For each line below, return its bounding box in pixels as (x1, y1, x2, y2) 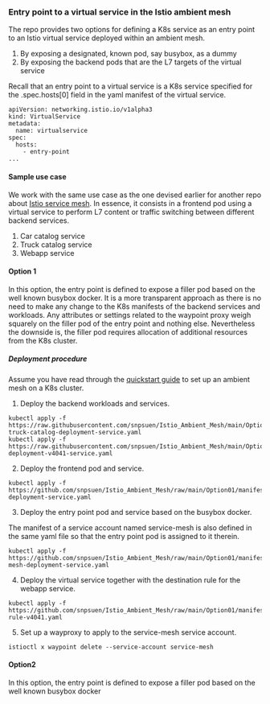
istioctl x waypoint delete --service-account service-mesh (8, 643, 215, 651)
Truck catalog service (19, 240, 92, 249)
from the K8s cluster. (8, 336, 78, 345)
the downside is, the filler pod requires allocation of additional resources (8, 327, 247, 336)
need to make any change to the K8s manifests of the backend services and (8, 301, 261, 311)
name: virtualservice (15, 127, 88, 135)
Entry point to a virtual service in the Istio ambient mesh (8, 6, 231, 18)
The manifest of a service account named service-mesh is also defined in (8, 522, 252, 533)
